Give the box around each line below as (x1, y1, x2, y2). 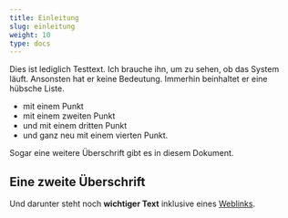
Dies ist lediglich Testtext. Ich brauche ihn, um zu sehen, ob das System (9, 64, 280, 75)
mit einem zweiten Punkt (22, 110, 116, 121)
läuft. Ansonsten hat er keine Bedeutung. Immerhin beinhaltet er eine (9, 74, 268, 85)
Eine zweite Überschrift (9, 174, 146, 190)
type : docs (9, 38, 51, 48)
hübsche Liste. (9, 83, 66, 94)
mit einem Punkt (22, 101, 84, 112)
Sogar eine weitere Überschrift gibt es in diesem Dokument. (9, 148, 234, 159)
